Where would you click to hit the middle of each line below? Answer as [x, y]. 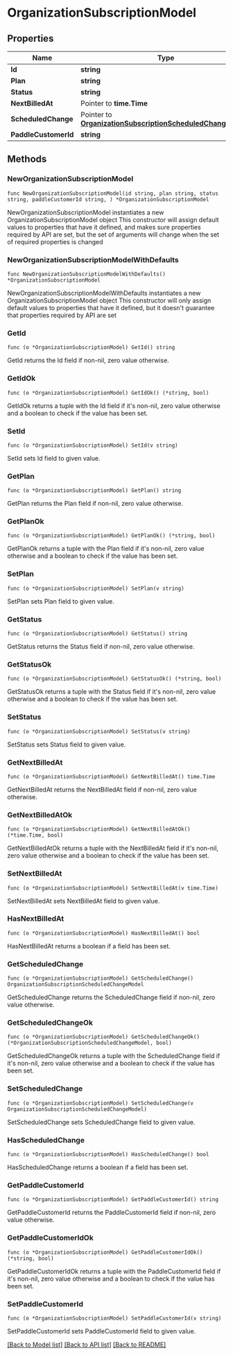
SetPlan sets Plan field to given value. [61, 601]
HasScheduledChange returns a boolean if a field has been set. [98, 1168]
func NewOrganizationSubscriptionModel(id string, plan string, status [113, 193]
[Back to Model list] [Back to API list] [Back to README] [87, 1345]
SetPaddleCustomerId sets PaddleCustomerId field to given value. [102, 1331]
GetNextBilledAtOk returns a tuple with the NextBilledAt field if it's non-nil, [113, 849]
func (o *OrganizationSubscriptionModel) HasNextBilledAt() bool [103, 933]
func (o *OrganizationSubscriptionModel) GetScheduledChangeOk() [103, 1037]
